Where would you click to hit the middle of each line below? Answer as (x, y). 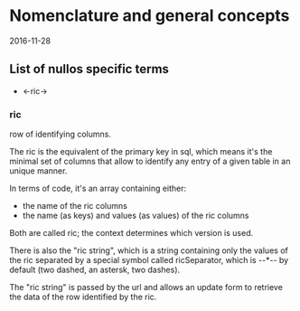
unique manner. (38, 171)
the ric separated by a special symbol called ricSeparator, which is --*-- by (149, 260)
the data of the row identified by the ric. (83, 297)
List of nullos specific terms (89, 69)
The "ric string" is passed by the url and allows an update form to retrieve (146, 287)
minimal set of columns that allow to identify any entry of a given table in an (150, 161)
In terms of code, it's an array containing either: (98, 188)
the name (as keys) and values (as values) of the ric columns (136, 216)
